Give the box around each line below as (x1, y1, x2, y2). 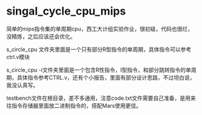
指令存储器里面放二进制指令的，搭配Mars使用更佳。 (11, 102, 142, 109)
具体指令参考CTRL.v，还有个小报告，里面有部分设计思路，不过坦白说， (16, 74, 196, 81)
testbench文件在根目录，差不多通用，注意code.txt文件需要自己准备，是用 (6, 94, 191, 102)
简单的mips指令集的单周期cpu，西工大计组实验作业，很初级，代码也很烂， (6, 25, 193, 32)
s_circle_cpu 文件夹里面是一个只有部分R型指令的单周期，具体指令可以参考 (6, 46, 192, 53)
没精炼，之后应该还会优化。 (6, 32, 76, 40)
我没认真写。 (6, 81, 38, 89)
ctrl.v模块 (6, 53, 30, 60)
